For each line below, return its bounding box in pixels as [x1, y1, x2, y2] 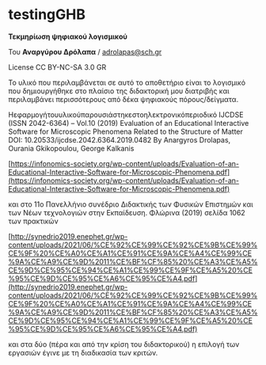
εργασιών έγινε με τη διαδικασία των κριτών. [8, 348, 158, 357]
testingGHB [8, 6, 85, 24]
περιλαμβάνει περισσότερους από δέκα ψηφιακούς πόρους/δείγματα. [8, 94, 239, 104]
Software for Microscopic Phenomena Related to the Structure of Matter [8, 127, 244, 136]
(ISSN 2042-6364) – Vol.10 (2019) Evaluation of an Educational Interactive [8, 118, 249, 127]
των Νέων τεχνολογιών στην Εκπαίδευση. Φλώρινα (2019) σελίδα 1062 [8, 207, 245, 217]
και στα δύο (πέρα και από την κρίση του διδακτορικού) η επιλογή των [8, 339, 240, 349]
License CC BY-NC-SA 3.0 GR [8, 62, 107, 72]
